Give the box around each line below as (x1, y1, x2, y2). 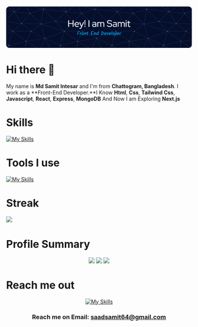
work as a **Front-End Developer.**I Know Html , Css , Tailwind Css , (6, 89, 175, 96)
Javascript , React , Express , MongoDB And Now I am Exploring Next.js (6, 95, 180, 102)
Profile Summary (6, 237, 90, 251)
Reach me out (6, 279, 75, 292)
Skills (6, 116, 34, 129)
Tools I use (6, 156, 60, 170)
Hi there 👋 (6, 63, 55, 77)
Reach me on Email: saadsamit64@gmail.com (32, 313, 166, 321)
